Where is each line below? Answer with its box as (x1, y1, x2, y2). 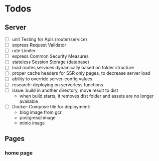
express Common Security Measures (12, 53, 89, 59)
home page (5, 149, 33, 156)
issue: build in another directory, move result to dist (12, 87, 118, 93)
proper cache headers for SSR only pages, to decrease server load (12, 70, 151, 76)
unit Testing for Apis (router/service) (12, 36, 87, 42)
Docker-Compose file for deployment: (12, 103, 91, 109)
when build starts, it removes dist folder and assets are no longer (19, 93, 154, 99)
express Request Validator (12, 42, 66, 48)
